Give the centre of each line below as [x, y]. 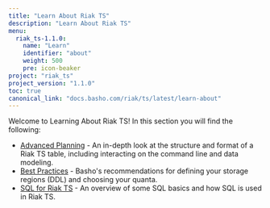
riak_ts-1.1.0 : [41, 38]
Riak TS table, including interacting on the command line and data [129, 154]
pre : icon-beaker [52, 69]
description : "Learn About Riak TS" [70, 23]
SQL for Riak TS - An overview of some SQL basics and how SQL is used [141, 188]
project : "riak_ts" [41, 76]
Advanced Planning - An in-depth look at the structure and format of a [137, 145]
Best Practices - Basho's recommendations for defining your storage [134, 171]
